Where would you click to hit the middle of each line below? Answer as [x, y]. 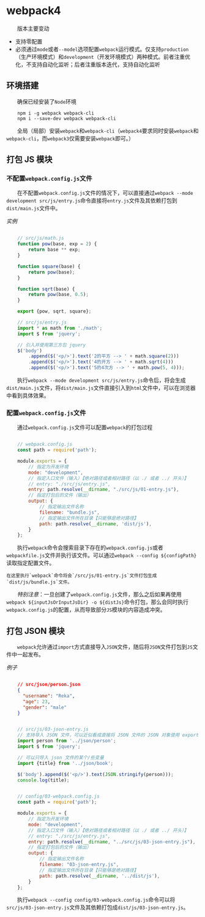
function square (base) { [49, 266]
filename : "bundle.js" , [69, 512]
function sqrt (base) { [46, 289]
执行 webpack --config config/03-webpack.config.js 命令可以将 [96, 900]
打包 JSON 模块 [36, 631]
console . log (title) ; [43, 780]
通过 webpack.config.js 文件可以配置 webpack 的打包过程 [85, 427]
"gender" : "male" [45, 707]
